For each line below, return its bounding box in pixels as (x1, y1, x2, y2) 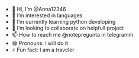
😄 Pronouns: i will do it (11, 40, 69, 47)
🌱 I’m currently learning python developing (11, 18, 116, 25)
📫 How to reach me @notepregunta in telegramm (11, 31, 134, 38)
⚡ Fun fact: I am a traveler (11, 46, 75, 53)
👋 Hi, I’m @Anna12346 (11, 6, 66, 12)
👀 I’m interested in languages (11, 12, 83, 19)
